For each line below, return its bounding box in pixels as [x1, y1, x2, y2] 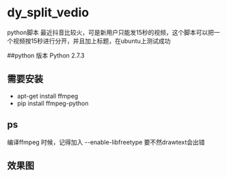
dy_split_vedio [7, 5, 90, 21]
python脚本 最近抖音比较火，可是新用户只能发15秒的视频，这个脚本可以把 [7, 28, 214, 36]
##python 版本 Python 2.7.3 [7, 51, 85, 59]
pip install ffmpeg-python [16, 99, 89, 107]
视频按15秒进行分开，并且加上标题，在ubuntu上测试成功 [12, 36, 171, 45]
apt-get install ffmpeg [16, 92, 79, 100]
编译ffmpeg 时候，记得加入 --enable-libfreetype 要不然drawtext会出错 [7, 138, 205, 146]
